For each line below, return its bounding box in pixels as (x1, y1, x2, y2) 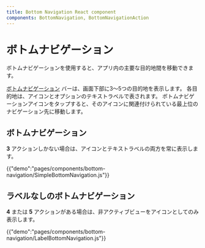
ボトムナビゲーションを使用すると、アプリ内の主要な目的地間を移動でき (6, 64, 188, 72)
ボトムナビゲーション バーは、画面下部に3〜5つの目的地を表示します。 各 (6, 85, 193, 92)
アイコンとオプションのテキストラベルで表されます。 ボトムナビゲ (27, 92, 195, 100)
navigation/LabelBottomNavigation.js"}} (6, 235, 106, 242)
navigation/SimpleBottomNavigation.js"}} (6, 171, 110, 179)
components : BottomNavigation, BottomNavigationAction (6, 15, 149, 21)
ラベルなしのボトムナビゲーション (6, 190, 135, 201)
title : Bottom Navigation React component (6, 9, 116, 15)
